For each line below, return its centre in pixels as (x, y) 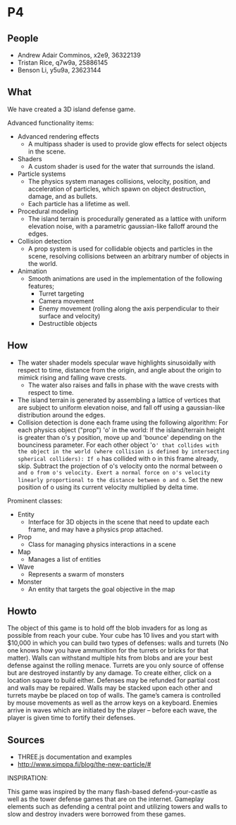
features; (41, 286)
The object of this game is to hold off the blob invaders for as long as (107, 628)
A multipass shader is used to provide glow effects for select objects (128, 144)
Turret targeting (61, 294)
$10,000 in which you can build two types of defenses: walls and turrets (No (118, 643)
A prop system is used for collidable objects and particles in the (120, 248)
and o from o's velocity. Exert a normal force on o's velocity (114, 472)
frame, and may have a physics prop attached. (95, 529)
